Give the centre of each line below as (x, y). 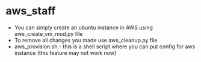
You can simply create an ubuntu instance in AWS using (83, 27)
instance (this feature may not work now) (65, 52)
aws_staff (31, 11)
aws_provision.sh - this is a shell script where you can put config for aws (105, 46)
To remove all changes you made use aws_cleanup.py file (86, 40)
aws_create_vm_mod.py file (48, 33)
